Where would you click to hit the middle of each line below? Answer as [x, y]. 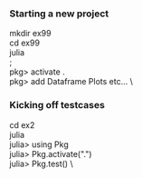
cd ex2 [22, 124]
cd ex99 [25, 43]
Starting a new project [59, 14]
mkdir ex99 [30, 34]
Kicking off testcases [57, 105]
